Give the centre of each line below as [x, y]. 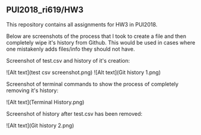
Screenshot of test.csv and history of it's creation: [68, 60]
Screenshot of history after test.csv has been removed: [74, 113]
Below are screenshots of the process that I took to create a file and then [96, 36]
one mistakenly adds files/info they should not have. [70, 49]
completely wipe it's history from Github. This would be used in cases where [101, 42]
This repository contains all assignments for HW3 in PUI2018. [82, 24]
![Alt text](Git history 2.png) [40, 125]
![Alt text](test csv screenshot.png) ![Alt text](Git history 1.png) [83, 72]
